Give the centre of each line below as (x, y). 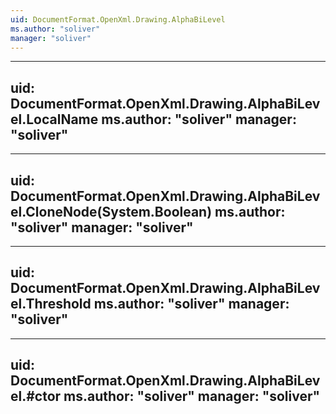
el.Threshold (51, 304)
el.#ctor (36, 396)
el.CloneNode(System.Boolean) (111, 211)
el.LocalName (54, 119)
